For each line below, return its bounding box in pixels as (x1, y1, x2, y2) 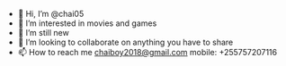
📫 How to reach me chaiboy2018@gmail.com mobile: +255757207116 (17, 47, 277, 57)
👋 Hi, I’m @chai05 (17, 9, 85, 19)
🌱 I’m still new (17, 28, 69, 37)
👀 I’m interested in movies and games (17, 18, 157, 29)
